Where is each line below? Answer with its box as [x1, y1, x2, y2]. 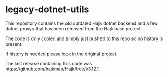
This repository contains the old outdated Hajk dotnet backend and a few [5, 20, 158, 26]
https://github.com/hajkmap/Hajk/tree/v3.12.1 [5, 66, 99, 72]
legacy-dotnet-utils [5, 4, 89, 15]
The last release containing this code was [5, 60, 92, 66]
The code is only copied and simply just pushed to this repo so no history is [5, 35, 163, 42]
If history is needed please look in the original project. [5, 51, 118, 57]
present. [5, 41, 23, 47]
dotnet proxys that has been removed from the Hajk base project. [5, 25, 142, 31]
